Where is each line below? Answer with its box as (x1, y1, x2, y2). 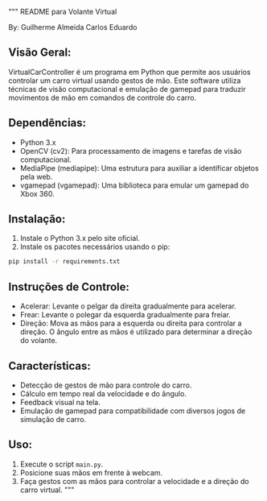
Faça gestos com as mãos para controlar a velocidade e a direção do (19, 476, 249, 486)
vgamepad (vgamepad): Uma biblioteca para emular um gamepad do (19, 180, 249, 190)
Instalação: (8, 213, 66, 226)
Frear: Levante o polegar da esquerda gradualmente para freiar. (19, 310, 231, 320)
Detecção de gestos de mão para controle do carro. (19, 380, 192, 390)
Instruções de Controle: (8, 279, 130, 293)
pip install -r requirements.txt (8, 258, 121, 266)
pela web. (19, 172, 53, 181)
